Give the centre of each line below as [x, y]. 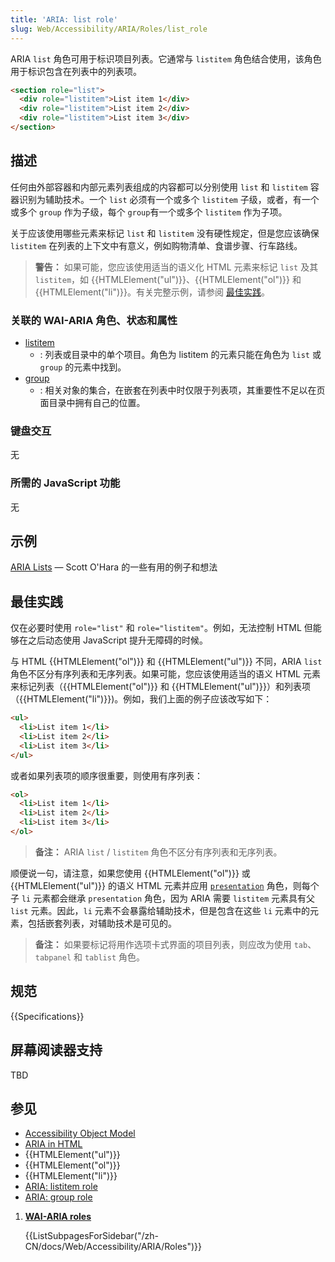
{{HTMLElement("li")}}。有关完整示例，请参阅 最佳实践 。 [152, 292]
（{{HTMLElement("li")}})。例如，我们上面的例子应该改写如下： [141, 699]
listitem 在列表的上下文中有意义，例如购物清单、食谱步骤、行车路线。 [156, 245]
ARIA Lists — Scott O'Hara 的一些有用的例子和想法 [114, 567]
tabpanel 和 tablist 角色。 [90, 957]
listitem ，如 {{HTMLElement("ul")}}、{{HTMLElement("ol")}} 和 [168, 279]
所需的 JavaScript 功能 [65, 483]
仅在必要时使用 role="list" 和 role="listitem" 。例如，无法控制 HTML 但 [161, 628]
